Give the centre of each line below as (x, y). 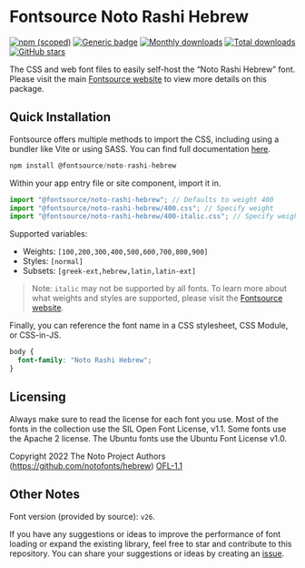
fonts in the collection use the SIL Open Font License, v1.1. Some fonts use (148, 429)
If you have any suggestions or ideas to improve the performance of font (145, 533)
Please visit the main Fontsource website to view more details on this (138, 78)
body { (22, 352)
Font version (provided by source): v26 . (83, 516)
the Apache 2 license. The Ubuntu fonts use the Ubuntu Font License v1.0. (148, 438)
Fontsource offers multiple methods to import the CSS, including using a (144, 139)
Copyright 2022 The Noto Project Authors (88, 456)
